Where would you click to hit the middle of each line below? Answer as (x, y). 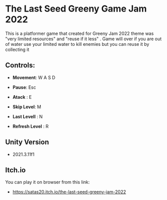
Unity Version (27, 142)
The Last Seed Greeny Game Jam (76, 9)
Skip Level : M (27, 107)
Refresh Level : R (30, 126)
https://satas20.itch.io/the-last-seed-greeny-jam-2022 (69, 192)
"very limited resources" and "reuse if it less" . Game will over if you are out (83, 39)
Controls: (20, 65)
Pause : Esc (24, 87)
